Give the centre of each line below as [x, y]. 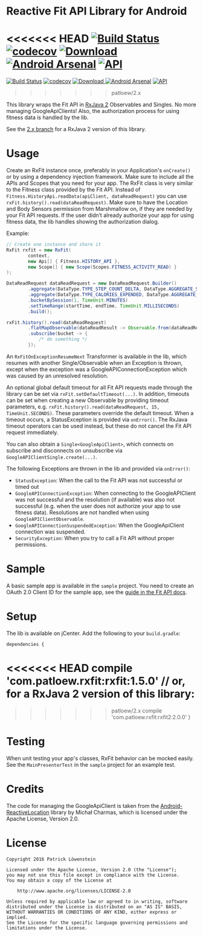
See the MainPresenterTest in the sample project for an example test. [91, 764]
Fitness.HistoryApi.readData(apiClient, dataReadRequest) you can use [97, 196]
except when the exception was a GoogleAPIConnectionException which [97, 369]
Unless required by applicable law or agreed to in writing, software [97, 902]
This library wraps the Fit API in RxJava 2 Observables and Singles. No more [101, 105]
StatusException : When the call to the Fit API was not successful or [99, 480]
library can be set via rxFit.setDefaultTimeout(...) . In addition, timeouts [98, 393]
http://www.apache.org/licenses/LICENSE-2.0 [74, 891]
